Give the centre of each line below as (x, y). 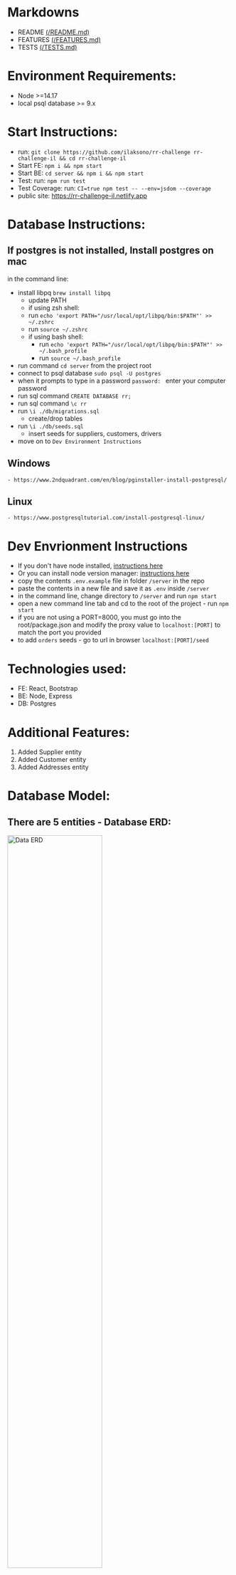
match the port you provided (59, 632)
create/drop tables (55, 418)
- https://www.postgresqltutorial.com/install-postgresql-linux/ (106, 518)
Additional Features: (69, 732)
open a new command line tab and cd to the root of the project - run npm (123, 604)
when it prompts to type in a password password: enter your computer (122, 381)
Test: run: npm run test (52, 180)
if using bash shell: (56, 336)
